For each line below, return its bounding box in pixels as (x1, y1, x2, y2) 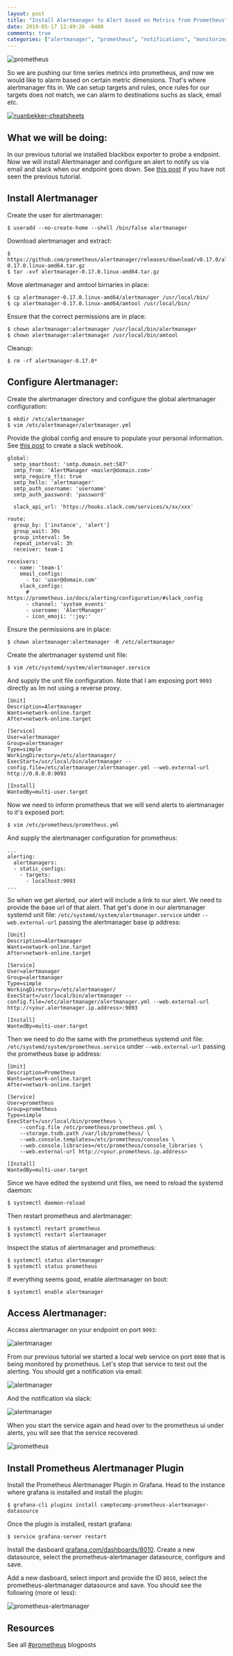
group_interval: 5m (13, 533, 70, 541)
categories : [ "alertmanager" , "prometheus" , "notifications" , (7, 36, 191, 43)
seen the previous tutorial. (7, 172, 82, 181)
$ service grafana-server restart (7, 1534, 107, 1541)
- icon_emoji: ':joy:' (25, 612, 92, 619)
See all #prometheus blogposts (7, 1641, 96, 1648)
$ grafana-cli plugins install (7, 1502, 98, 1509)
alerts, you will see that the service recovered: (7, 1429, 139, 1437)
